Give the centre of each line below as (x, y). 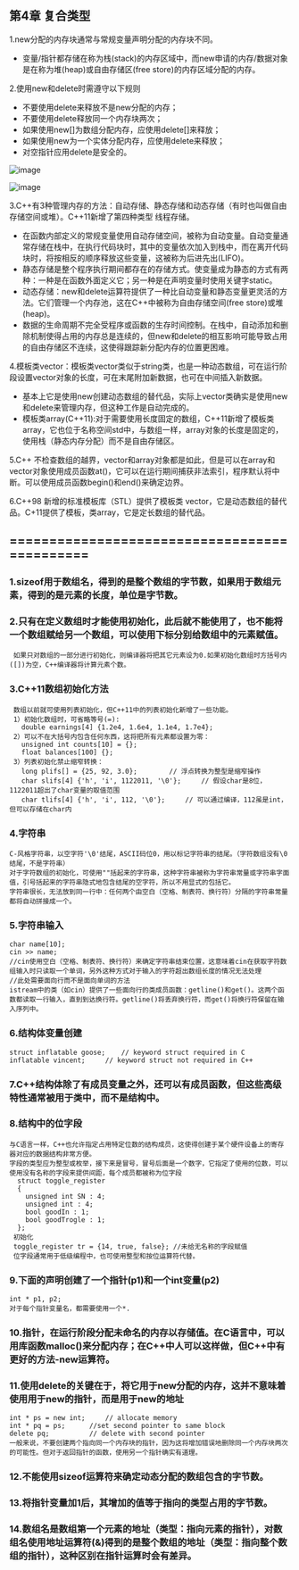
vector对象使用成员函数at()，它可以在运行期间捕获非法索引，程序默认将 (141, 470)
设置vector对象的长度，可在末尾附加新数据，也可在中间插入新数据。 (142, 377)
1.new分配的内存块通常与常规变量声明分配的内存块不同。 (114, 39)
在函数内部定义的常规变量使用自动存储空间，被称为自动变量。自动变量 (151, 236)
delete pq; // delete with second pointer (107, 1434)
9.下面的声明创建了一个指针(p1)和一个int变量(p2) (115, 1280)
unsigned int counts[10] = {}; (79, 744)
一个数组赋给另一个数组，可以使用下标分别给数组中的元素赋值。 (146, 635)
